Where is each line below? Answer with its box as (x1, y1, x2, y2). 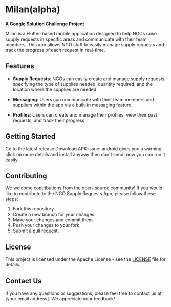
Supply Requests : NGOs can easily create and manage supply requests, (12, 75, 166, 82)
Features (5, 62, 34, 70)
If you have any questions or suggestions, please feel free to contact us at (5, 290, 162, 296)
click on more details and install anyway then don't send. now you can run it (5, 151, 165, 157)
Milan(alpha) (5, 4, 60, 15)
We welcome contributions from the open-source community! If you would (5, 185, 163, 191)
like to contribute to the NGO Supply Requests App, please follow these (5, 190, 156, 197)
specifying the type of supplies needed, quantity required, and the (12, 81, 153, 87)
